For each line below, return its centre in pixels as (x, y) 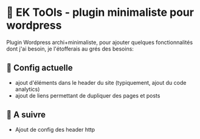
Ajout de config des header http (55, 129)
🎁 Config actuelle (40, 68)
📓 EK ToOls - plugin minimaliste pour (100, 12)
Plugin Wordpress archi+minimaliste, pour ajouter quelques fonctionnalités (100, 42)
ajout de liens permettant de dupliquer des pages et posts (88, 95)
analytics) (27, 89)
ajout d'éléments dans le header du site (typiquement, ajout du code (101, 82)
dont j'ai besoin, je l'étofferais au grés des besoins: (70, 49)
